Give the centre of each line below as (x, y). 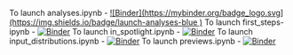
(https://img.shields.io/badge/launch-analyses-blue (103, 22)
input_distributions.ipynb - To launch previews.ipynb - (125, 41)
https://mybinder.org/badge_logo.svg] (214, 13)
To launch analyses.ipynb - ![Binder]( (77, 13)
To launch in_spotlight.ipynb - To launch (162, 31)
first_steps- (263, 22)
